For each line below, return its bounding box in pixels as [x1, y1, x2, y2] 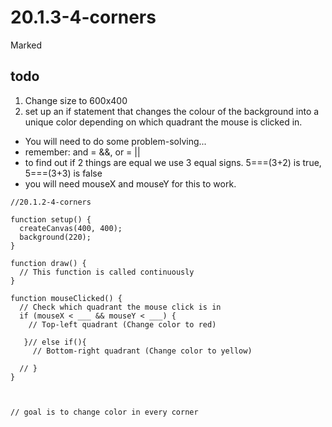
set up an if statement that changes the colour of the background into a [24, 105, 320, 117]
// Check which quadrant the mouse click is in [19, 302, 222, 312]
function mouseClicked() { [10, 293, 123, 303]
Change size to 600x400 [24, 94, 128, 106]
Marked [10, 39, 43, 51]
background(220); [19, 232, 92, 242]
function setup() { [10, 214, 92, 225]
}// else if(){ [23, 337, 87, 347]
